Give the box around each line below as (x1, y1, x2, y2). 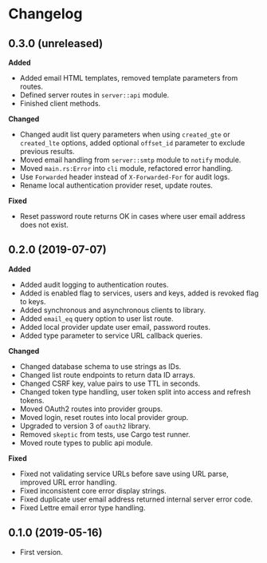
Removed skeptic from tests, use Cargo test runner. (19, 429, 191, 439)
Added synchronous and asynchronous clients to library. (19, 305, 206, 315)
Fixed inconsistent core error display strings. (19, 486, 167, 495)
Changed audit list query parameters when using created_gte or (19, 129, 230, 139)
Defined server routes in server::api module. (19, 90, 170, 100)
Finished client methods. (19, 99, 101, 108)
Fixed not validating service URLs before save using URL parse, (19, 469, 229, 478)
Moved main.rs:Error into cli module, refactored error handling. (19, 164, 234, 172)
